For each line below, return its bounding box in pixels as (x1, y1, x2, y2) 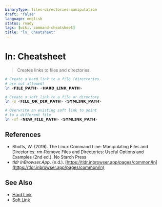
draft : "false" (5, 12, 36, 17)
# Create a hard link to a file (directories (5, 76, 99, 81)
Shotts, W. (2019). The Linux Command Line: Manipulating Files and (12, 143, 148, 149)
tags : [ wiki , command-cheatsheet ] (5, 25, 76, 30)
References (5, 131, 41, 139)
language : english (5, 16, 42, 21)
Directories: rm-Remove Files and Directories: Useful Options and (12, 149, 144, 155)
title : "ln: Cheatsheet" (5, 30, 56, 35)
